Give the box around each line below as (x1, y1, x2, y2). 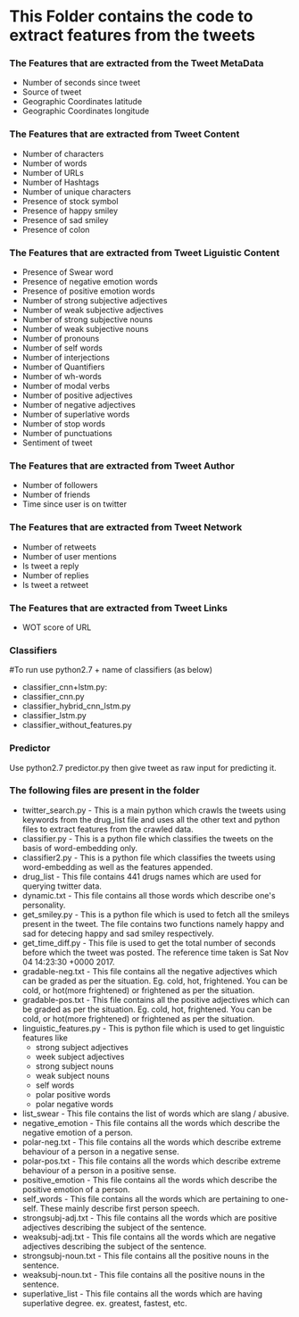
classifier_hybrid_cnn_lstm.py (21, 700, 131, 711)
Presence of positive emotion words (21, 286, 155, 296)
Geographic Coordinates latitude (21, 96, 143, 107)
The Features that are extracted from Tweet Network (9, 521, 243, 534)
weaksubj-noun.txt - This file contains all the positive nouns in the (21, 1269, 265, 1280)
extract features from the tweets (9, 25, 256, 46)
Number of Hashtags (21, 177, 100, 187)
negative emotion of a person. (21, 1127, 134, 1138)
